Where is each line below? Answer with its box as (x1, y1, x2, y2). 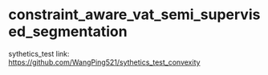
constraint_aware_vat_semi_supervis (8, 6, 261, 24)
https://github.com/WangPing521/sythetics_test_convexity (8, 57, 201, 67)
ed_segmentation (8, 22, 128, 41)
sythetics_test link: (8, 49, 70, 58)
